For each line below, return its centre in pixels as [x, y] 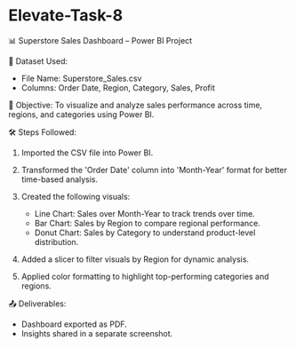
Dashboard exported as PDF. [74, 324]
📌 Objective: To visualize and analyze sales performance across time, [136, 105]
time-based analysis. [60, 179]
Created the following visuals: [76, 196]
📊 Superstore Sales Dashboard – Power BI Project [100, 40]
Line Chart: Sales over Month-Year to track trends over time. [144, 213]
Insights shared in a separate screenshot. [97, 333]
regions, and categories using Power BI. [81, 114]
